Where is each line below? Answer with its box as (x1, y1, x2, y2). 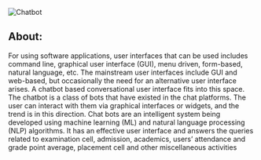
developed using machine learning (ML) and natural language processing (8, 118, 245, 127)
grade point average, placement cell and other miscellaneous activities (8, 142, 237, 152)
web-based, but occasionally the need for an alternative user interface (8, 75, 237, 85)
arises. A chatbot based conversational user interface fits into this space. (8, 84, 245, 93)
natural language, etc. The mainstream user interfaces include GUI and (8, 67, 237, 77)
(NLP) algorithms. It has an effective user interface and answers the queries (8, 125, 254, 135)
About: (8, 30, 43, 43)
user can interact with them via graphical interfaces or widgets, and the (8, 100, 240, 110)
